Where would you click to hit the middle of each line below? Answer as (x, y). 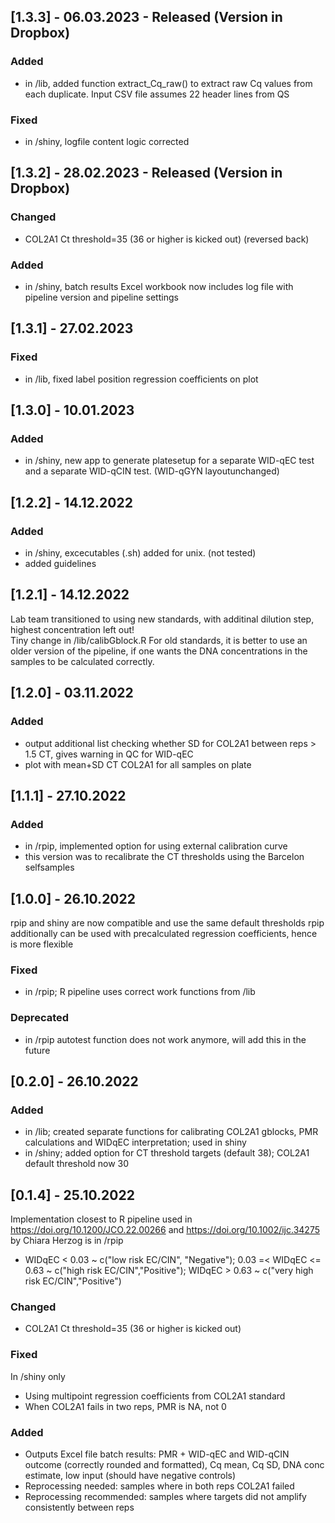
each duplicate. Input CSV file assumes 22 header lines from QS (157, 94)
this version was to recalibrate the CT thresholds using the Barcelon (164, 857)
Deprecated (40, 1018)
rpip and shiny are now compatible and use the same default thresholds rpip (167, 923)
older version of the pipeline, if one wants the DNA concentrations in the (159, 651)
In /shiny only (38, 1376)
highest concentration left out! (72, 629)
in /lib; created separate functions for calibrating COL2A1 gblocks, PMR (171, 1132)
